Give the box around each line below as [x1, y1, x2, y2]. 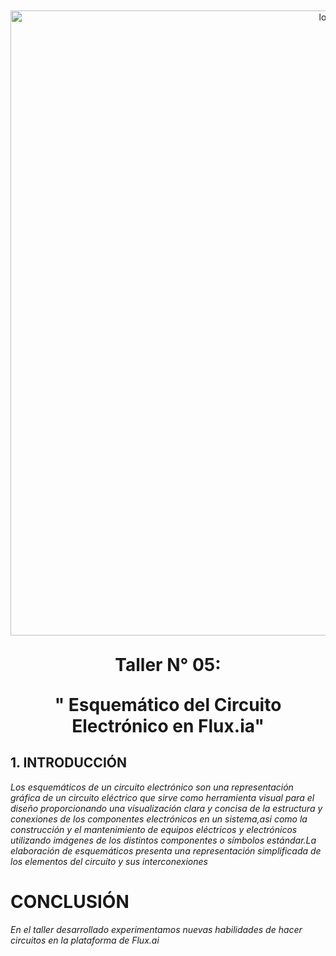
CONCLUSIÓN [10, 891, 130, 913]
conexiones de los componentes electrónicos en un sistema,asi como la [10, 813, 308, 825]
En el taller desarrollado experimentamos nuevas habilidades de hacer [10, 923, 303, 935]
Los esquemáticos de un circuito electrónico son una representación [10, 781, 294, 793]
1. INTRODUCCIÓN [10, 754, 127, 772]
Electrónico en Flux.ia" [71, 715, 265, 737]
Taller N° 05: [114, 654, 222, 676]
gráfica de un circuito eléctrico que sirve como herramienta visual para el [10, 791, 315, 803]
